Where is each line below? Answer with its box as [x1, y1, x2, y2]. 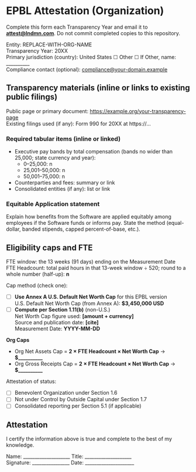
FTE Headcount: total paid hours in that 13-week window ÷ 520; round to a [6, 265, 186, 272]
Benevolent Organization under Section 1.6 [14, 389, 118, 396]
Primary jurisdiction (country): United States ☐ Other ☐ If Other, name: [6, 53, 177, 60]
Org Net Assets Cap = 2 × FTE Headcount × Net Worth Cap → [14, 348, 166, 355]
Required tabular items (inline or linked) [6, 135, 121, 143]
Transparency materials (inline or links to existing [6, 83, 190, 93]
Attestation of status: [6, 378, 57, 385]
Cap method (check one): [6, 282, 68, 289]
